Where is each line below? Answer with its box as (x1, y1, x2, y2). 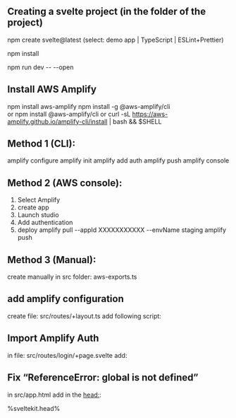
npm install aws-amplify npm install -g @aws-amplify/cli (7, 102, 170, 110)
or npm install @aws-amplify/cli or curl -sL (7, 110, 131, 118)
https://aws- (132, 110, 168, 118)
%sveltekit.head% (7, 404, 61, 412)
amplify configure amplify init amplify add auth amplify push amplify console (7, 156, 230, 165)
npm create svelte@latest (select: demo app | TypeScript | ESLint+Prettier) (7, 35, 224, 44)
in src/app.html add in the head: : (7, 390, 102, 399)
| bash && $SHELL (108, 117, 162, 126)
